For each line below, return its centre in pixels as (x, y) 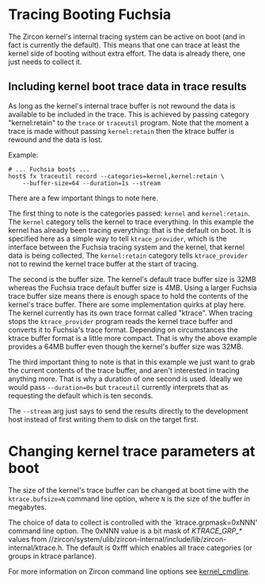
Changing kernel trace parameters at (132, 451)
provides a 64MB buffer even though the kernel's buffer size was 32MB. (126, 346)
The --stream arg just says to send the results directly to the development (128, 410)
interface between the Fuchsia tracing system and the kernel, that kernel (127, 246)
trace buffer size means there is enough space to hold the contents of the (128, 296)
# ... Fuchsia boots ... (49, 169)
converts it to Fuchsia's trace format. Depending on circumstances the (123, 330)
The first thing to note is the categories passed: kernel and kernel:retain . (129, 213)
